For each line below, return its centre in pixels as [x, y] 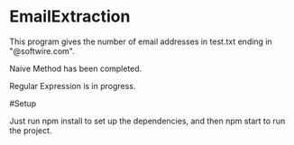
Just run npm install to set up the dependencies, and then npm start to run [147, 121]
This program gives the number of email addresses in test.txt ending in [141, 41]
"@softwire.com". [42, 50]
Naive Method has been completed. [76, 68]
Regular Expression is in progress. [73, 86]
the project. [31, 130]
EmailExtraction [70, 17]
